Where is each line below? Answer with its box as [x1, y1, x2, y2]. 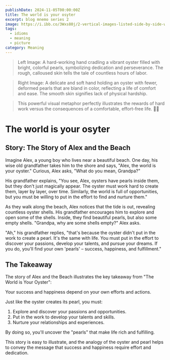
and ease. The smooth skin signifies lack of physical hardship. [17, 90, 148, 96]
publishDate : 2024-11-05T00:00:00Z [5, 7, 80, 13]
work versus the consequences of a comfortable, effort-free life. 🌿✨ [17, 105, 159, 112]
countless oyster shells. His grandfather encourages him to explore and [5, 209, 154, 215]
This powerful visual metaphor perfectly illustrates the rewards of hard [17, 100, 165, 106]
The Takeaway [5, 261, 53, 269]
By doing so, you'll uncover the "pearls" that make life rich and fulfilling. [5, 329, 155, 335]
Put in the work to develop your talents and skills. [12, 314, 115, 320]
